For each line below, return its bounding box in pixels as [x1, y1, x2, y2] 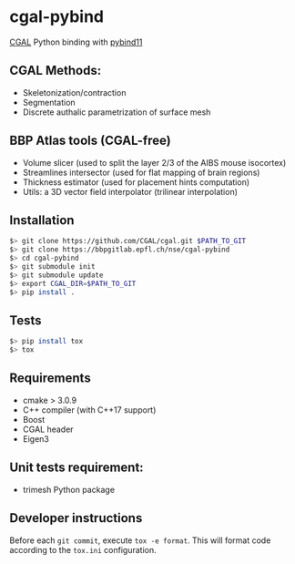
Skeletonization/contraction [22, 87, 127, 97]
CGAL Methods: [9, 63, 102, 78]
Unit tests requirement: [9, 460, 144, 476]
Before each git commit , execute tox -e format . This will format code [9, 535, 271, 546]
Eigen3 [22, 433, 50, 444]
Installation [9, 212, 75, 228]
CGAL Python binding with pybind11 [9, 36, 143, 47]
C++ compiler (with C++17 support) [22, 404, 157, 415]
